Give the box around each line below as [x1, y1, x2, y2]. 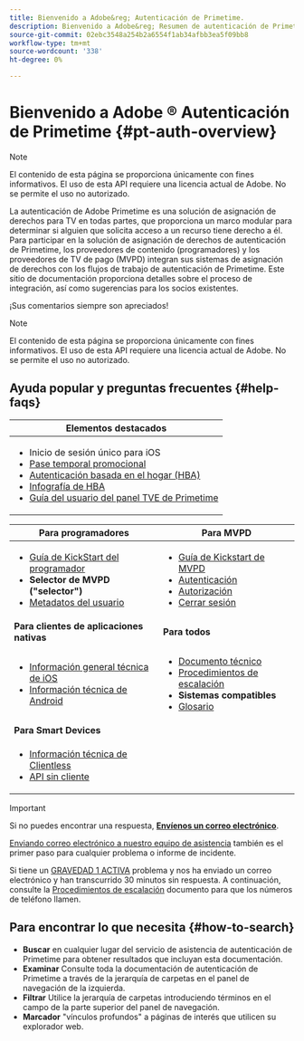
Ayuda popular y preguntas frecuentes [9, 381, 233, 396]
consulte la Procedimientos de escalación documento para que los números [9, 883, 293, 894]
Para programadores [39, 526, 129, 539]
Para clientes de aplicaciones [14, 619, 144, 632]
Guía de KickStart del [29, 550, 119, 563]
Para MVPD [201, 526, 252, 539]
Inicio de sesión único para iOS [29, 445, 161, 458]
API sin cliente [29, 770, 90, 783]
